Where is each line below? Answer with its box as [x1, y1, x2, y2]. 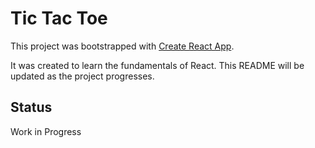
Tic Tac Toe [10, 7, 108, 30]
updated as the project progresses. [10, 70, 155, 82]
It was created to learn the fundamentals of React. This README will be [10, 59, 305, 71]
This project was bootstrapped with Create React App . [10, 40, 235, 52]
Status [10, 99, 53, 116]
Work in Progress [10, 125, 82, 137]
